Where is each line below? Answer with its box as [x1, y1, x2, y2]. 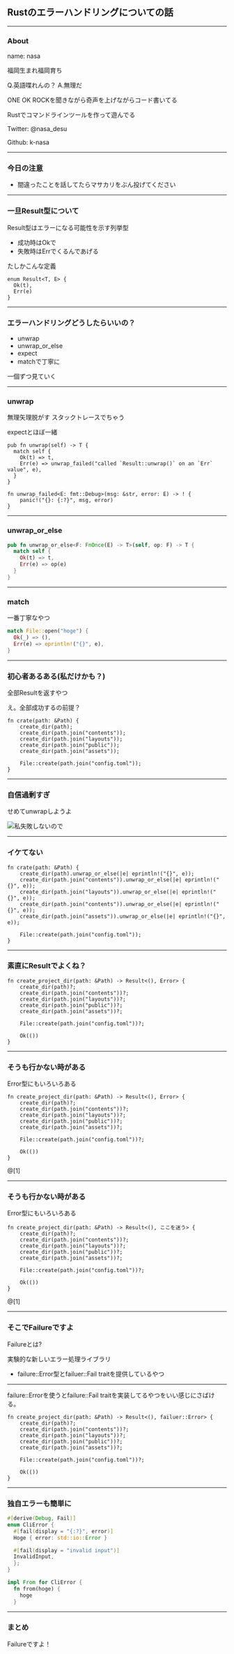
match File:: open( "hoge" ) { [7, 628, 89, 635]
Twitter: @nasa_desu [7, 125, 68, 133]
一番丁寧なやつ [7, 614, 50, 622]
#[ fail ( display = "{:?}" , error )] [13, 1528, 114, 1535]
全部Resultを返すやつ [7, 688, 68, 697]
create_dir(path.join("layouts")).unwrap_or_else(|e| [19, 888, 179, 895]
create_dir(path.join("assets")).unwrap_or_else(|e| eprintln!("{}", [19, 913, 226, 920]
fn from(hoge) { [13, 1585, 61, 1592]
